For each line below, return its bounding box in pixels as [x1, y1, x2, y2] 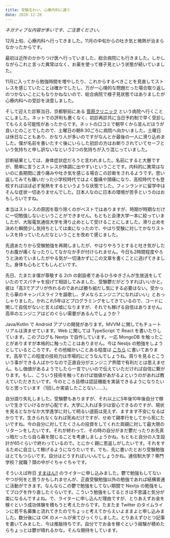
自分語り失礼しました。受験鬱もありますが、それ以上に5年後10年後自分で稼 [5, 395, 164, 402]
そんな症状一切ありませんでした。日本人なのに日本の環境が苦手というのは [5, 189, 161, 195]
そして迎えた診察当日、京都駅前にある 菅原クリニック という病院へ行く [5, 108, 155, 114]
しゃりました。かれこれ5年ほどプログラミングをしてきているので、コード [5, 297, 159, 304]
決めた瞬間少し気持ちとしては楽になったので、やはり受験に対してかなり [5, 225, 156, 231]
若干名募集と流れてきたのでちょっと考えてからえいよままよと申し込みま [14, 508, 165, 514]
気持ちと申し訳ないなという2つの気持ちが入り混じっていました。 [14, 146, 150, 153]
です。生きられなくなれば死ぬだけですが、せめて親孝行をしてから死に [14, 414, 160, 421]
